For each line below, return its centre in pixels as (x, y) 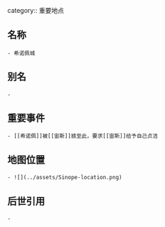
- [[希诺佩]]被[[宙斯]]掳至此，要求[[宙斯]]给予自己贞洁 (83, 136)
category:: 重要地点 (36, 10)
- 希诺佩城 (21, 53)
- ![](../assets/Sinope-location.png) (65, 178)
